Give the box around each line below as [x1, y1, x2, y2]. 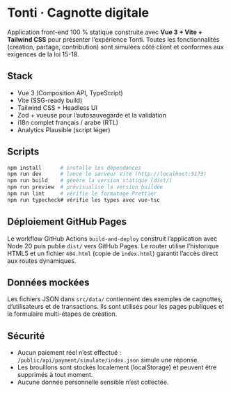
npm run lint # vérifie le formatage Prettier [7, 190, 157, 198]
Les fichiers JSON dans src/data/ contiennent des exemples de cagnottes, [7, 295, 223, 303]
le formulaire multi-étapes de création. [7, 310, 118, 318]
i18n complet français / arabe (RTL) [17, 118, 119, 127]
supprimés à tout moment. [17, 371, 93, 379]
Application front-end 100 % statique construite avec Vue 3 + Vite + [7, 28, 203, 36]
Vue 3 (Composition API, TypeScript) [17, 88, 123, 97]
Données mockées [7, 277, 90, 289]
